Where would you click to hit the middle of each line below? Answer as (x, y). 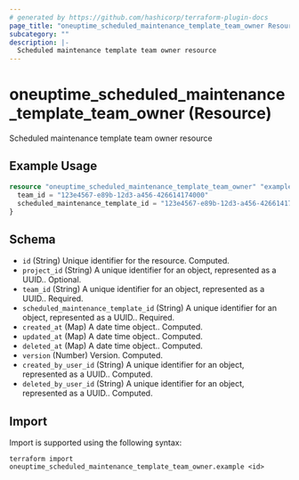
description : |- (39, 42)
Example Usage (53, 166)
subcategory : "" (39, 34)
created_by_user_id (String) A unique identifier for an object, (133, 365)
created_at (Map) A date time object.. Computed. (112, 327)
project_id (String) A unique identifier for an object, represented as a (149, 270)
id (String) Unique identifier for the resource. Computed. (125, 261)
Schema (32, 239)
